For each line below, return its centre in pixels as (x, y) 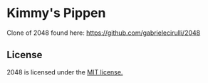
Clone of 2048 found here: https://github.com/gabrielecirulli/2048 (104, 33)
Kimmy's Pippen (56, 13)
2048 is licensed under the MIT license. (65, 72)
